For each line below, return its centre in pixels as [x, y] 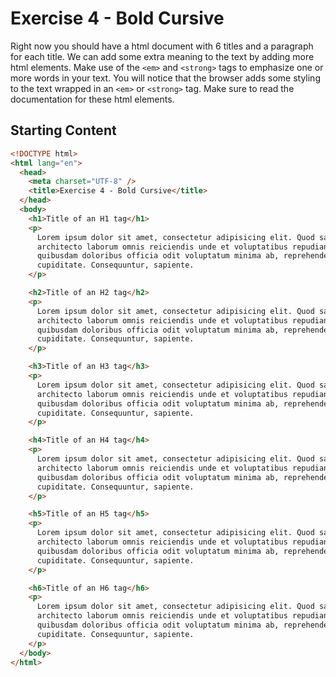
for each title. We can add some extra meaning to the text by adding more [162, 56]
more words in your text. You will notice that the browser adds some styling [165, 78]
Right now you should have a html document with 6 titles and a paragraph [162, 46]
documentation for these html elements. [92, 99]
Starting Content [63, 130]
